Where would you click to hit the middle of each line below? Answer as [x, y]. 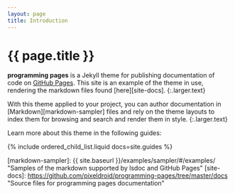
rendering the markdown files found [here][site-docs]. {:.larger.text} [106, 90]
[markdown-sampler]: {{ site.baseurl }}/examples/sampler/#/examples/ [111, 161]
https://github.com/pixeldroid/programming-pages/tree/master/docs [128, 176]
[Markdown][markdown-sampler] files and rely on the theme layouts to [111, 112]
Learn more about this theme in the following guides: [84, 133]
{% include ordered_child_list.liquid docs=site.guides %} [90, 147]
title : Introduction [38, 21]
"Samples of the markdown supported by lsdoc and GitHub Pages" [105, 168]
